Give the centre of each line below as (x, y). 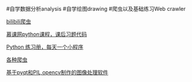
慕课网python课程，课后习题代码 (47, 34)
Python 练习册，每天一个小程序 (45, 47)
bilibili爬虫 (19, 22)
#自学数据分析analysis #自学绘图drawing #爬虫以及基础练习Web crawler (96, 9)
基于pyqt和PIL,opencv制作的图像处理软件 (57, 72)
